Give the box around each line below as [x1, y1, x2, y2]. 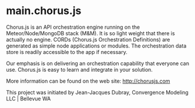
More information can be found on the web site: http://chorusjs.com [6, 77, 170, 85]
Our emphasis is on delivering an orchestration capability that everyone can [6, 60, 190, 67]
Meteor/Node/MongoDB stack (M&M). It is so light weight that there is [6, 29, 175, 36]
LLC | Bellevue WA [6, 95, 51, 102]
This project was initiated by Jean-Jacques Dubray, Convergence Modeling [6, 89, 189, 96]
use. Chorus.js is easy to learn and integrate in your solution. [6, 66, 153, 73]
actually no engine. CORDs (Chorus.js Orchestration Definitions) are [6, 36, 170, 43]
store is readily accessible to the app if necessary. [6, 48, 127, 55]
